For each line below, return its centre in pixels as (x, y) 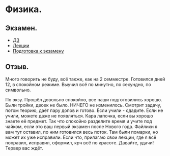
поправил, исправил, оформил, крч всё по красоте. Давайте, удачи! (80, 142)
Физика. (24, 9)
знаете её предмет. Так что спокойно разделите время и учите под (79, 121)
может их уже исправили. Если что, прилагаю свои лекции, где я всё (81, 137)
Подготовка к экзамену (38, 51)
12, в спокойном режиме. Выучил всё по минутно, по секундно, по (78, 84)
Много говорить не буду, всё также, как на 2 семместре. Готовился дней (85, 79)
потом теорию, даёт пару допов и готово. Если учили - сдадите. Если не (84, 110)
